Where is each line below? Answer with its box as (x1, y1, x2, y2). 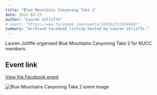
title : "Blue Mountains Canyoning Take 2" (5, 7, 97, 13)
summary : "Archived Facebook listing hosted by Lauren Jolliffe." (5, 26, 149, 31)
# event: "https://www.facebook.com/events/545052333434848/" (5, 21, 140, 27)
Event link (5, 60, 37, 69)
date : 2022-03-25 (5, 12, 42, 17)
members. (5, 46, 27, 52)
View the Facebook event (5, 74, 59, 80)
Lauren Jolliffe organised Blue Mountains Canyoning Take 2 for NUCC (5, 40, 152, 46)
